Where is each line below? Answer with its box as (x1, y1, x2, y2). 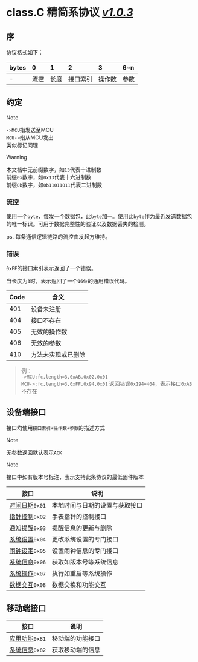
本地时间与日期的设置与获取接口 (51, 501, 143, 509)
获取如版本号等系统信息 (51, 558, 119, 566)
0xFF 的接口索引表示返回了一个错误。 (6, 265, 97, 272)
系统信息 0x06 (9, 558, 46, 566)
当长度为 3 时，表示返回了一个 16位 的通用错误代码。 (6, 277, 130, 285)
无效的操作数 (31, 328, 68, 336)
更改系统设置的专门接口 (51, 535, 119, 544)
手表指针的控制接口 (51, 512, 107, 521)
